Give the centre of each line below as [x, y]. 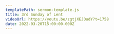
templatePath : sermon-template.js [42, 10]
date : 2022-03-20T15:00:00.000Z [40, 24]
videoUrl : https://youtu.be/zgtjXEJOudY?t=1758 [57, 19]
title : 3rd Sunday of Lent [34, 14]
